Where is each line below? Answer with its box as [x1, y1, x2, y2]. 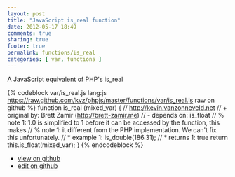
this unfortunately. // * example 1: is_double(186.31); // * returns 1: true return [7, 133, 228, 141]
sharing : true [7, 36, 49, 43]
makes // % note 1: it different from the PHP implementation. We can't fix [7, 125, 217, 134]
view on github [17, 154, 61, 162]
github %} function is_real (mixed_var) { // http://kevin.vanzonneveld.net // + [7, 103, 228, 112]
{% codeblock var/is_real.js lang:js [7, 88, 107, 97]
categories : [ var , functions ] [7, 56, 102, 63]
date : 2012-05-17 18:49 [7, 23, 77, 30]
